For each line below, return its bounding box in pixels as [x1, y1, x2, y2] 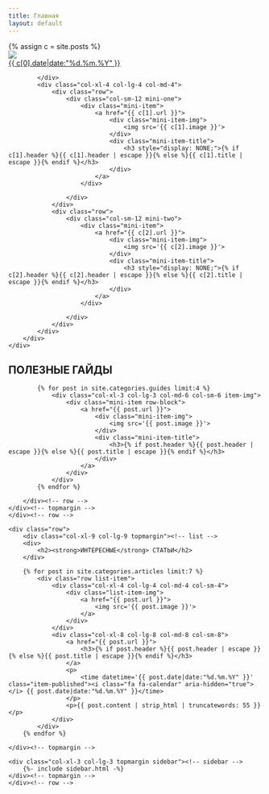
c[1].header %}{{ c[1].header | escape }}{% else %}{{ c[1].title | [8, 151, 243, 159]
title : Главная [8, 11, 60, 20]
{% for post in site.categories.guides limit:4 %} [37, 384, 211, 393]
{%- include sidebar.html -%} [23, 765, 125, 773]
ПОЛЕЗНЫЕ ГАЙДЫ [8, 363, 113, 377]
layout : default [8, 19, 63, 27]
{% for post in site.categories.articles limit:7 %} [23, 568, 204, 576]
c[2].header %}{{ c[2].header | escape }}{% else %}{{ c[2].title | [8, 271, 243, 279]
